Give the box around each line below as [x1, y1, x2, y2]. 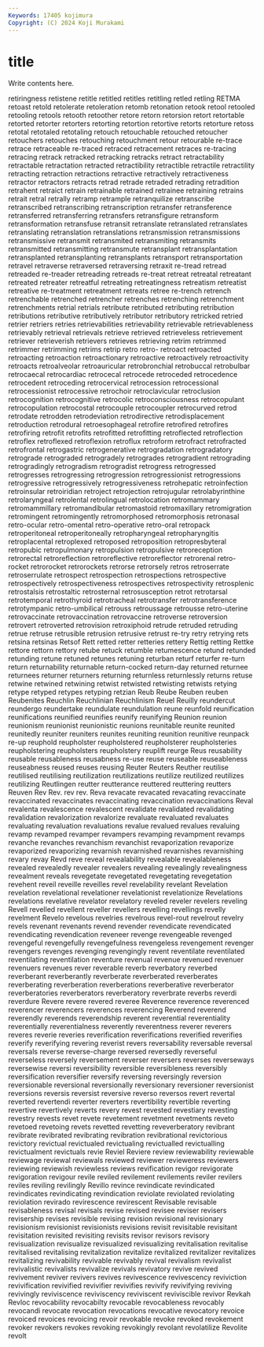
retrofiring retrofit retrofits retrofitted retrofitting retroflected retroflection [8, 428, 244, 437]
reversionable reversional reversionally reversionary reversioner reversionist [8, 1080, 254, 1090]
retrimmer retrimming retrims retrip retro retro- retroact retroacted [8, 345, 222, 354]
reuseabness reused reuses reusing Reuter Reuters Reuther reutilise [8, 762, 229, 772]
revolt [8, 1331, 27, 1341]
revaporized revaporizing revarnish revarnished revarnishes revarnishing [8, 847, 244, 856]
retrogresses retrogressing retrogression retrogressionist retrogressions [8, 470, 241, 480]
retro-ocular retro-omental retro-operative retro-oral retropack [8, 520, 211, 530]
